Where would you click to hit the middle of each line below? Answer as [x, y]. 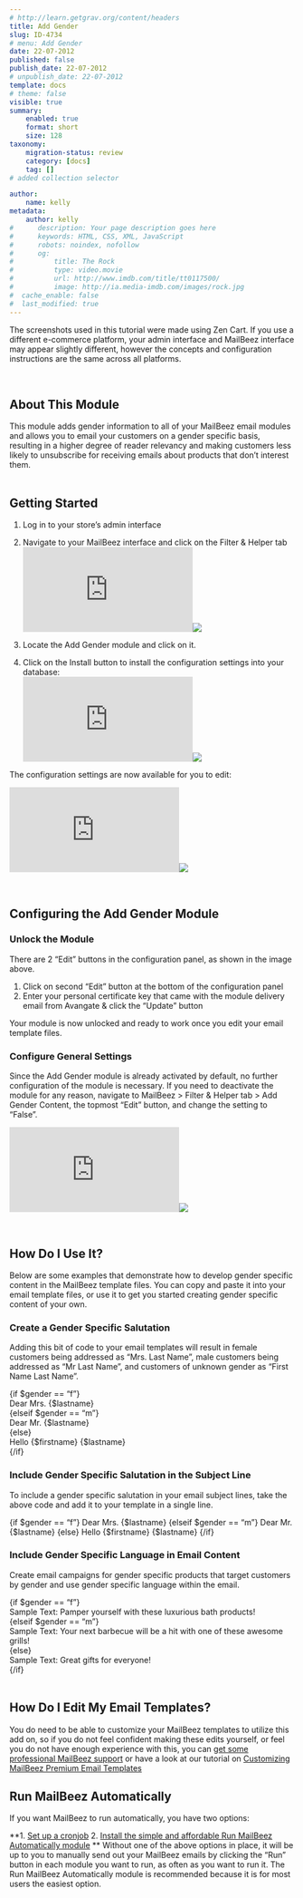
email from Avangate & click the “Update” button [113, 1005]
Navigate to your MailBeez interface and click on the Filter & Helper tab [155, 542]
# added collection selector [64, 178]
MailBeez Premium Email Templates [76, 1767]
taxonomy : [28, 144]
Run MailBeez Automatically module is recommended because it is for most [150, 1874]
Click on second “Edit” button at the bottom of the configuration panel [153, 986]
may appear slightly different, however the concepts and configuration [141, 349]
